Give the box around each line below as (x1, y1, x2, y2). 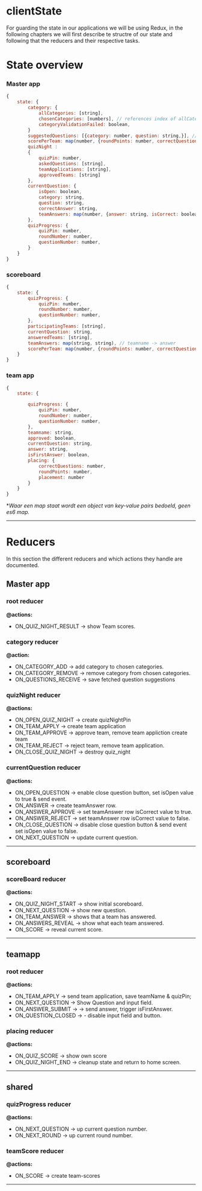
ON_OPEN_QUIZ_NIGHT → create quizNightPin (14, 716, 131, 723)
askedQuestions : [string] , (38, 160, 106, 167)
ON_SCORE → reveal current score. (14, 926, 103, 933)
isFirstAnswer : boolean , (28, 452, 90, 458)
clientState (6, 4, 62, 18)
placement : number (38, 474, 85, 480)
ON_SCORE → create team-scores (14, 1172, 100, 1180)
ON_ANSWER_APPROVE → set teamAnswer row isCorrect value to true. (14, 808, 192, 815)
